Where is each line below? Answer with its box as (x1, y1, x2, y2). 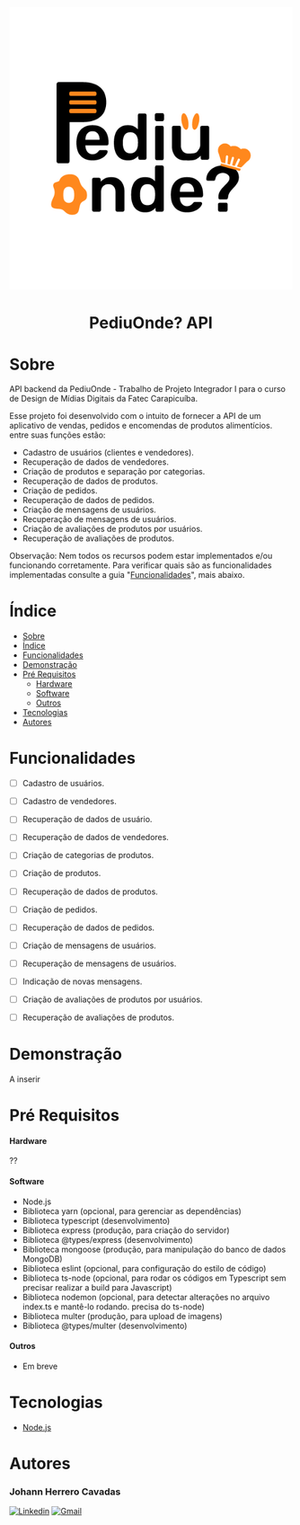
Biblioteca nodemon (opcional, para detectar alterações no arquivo (22, 1291, 270, 1302)
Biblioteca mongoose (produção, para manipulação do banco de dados (22, 1244, 287, 1255)
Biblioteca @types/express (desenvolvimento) (22, 1234, 193, 1245)
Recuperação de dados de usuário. (22, 814, 153, 825)
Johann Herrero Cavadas (9, 1485, 121, 1498)
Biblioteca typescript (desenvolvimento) (22, 1215, 171, 1226)
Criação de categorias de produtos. (22, 850, 154, 861)
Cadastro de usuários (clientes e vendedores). (22, 448, 195, 458)
